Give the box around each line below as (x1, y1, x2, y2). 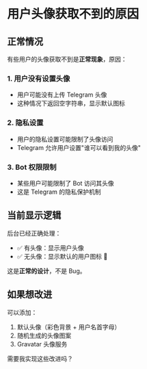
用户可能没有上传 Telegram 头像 (16, 90, 107, 99)
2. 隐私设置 (7, 118, 44, 127)
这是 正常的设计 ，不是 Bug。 (7, 266, 86, 275)
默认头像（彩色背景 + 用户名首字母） (16, 322, 121, 331)
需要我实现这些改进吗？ (7, 354, 73, 363)
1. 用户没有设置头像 (7, 73, 70, 83)
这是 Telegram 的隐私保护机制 (16, 188, 101, 196)
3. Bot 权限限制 (7, 162, 57, 172)
